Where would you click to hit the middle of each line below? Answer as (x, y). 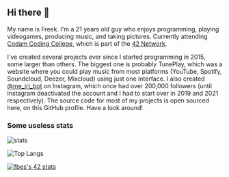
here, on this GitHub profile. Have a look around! (75, 107)
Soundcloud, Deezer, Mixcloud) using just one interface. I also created (106, 79)
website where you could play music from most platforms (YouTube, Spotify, (114, 71)
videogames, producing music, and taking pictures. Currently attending (107, 36)
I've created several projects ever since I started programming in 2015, (107, 57)
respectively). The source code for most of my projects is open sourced (108, 100)
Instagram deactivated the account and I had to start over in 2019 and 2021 (113, 93)
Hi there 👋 (28, 13)
